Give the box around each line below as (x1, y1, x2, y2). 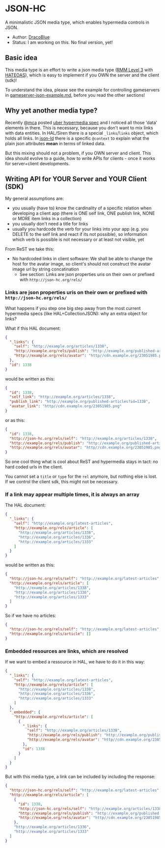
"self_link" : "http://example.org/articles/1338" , (9, 394, 115, 400)
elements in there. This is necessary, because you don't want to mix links (5, 124, 153, 131)
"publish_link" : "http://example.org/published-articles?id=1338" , (9, 399, 151, 404)
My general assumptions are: (5, 195, 64, 201)
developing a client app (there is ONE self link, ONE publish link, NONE (12, 210, 155, 216)
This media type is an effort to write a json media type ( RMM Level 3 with (5, 67, 153, 73)
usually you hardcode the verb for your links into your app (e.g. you (12, 226, 149, 232)
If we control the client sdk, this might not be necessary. (5, 479, 119, 485)
